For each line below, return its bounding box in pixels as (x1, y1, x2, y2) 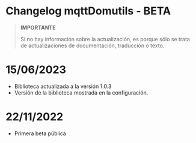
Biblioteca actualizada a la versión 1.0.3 (14, 83, 112, 90)
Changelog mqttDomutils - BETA (5, 4, 171, 18)
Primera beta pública (14, 130, 67, 137)
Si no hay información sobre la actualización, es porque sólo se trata (20, 35, 191, 42)
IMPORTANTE (20, 24, 56, 31)
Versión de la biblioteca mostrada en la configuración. (14, 89, 149, 96)
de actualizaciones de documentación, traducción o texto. (20, 42, 165, 49)
